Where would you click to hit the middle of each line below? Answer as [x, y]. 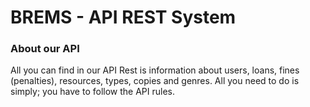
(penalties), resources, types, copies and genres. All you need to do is [155, 81]
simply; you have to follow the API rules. [92, 92]
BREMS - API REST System [123, 17]
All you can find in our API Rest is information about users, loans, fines [155, 70]
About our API [45, 49]
